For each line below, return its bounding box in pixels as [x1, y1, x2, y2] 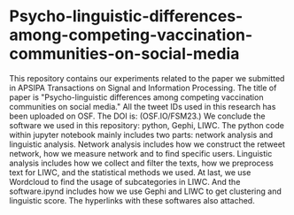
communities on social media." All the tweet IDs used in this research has [9, 101, 276, 111]
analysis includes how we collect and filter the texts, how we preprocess [9, 157, 275, 168]
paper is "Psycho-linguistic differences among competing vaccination [9, 91, 264, 103]
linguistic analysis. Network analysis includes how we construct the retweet [9, 139, 285, 150]
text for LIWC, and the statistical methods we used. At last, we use [9, 166, 251, 178]
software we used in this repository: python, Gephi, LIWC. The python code [9, 119, 285, 130]
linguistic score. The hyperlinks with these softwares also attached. [9, 195, 255, 205]
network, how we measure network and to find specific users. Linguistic [9, 148, 273, 158]
